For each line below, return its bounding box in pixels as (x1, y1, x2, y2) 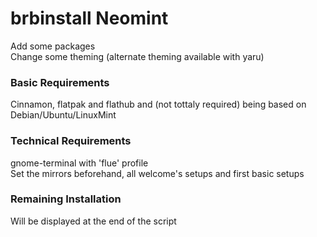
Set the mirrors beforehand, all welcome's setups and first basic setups (10, 167, 305, 179)
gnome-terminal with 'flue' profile (10, 157, 149, 169)
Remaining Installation (10, 192, 122, 206)
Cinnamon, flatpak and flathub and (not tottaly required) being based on (10, 98, 307, 111)
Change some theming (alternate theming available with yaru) (10, 50, 265, 62)
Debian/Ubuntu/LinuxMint (10, 109, 117, 121)
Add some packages (10, 40, 96, 52)
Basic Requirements (10, 75, 110, 89)
